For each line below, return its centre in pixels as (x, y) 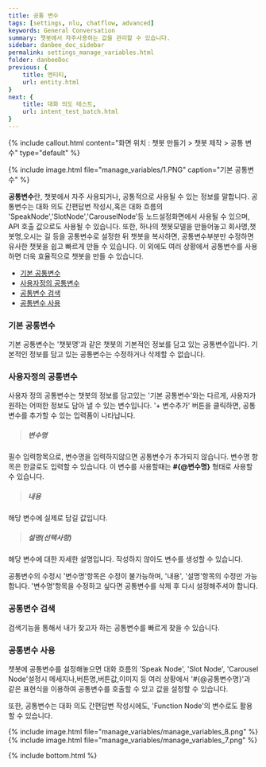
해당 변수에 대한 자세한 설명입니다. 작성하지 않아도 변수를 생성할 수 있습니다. (126, 559)
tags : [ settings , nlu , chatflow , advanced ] (81, 23)
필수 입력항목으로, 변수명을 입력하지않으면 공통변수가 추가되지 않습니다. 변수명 (129, 457)
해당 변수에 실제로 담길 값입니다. (58, 518)
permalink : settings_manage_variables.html (81, 53)
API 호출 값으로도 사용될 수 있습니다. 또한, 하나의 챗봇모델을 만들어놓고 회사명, (129, 226)
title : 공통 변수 (34, 16)
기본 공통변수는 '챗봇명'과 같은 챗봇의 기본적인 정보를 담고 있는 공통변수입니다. (129, 345)
